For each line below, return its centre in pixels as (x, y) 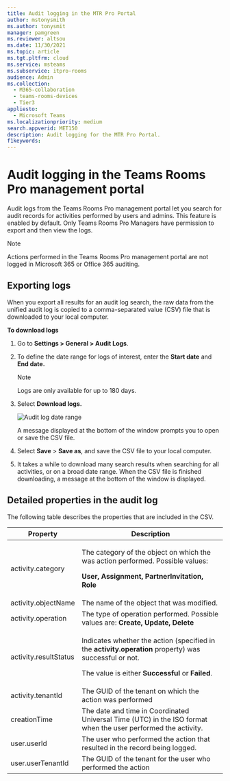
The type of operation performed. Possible (150, 614)
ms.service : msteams (37, 64)
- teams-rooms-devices (46, 97)
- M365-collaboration (44, 90)
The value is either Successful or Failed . (147, 673)
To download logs (33, 330)
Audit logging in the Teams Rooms (106, 175)
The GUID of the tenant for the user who (146, 758)
